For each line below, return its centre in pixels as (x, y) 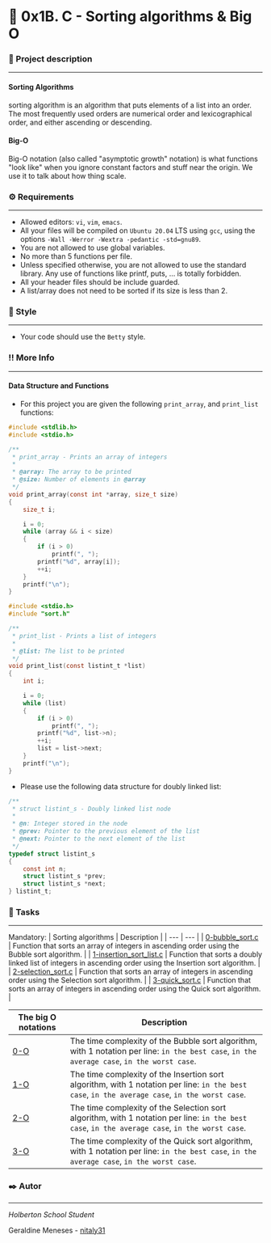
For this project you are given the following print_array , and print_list (139, 404)
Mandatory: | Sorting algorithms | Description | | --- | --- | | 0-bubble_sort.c (133, 937)
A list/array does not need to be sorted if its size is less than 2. (124, 291)
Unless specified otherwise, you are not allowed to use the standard (133, 265)
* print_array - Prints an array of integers (90, 457)
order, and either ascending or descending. (80, 122)
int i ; (34, 681)
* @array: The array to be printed (71, 472)
